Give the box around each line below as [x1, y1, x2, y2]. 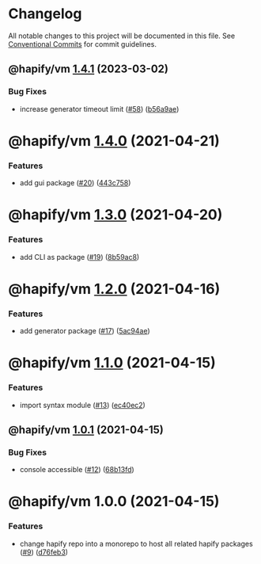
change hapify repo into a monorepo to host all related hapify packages [19, 539, 253, 548]
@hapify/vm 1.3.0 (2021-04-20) [8, 206, 223, 224]
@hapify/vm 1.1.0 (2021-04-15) [8, 354, 216, 372]
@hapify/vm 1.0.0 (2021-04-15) [8, 493, 220, 511]
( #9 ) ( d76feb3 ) [19, 547, 69, 557]
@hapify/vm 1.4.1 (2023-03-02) [8, 63, 168, 76]
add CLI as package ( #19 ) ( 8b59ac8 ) [19, 252, 140, 261]
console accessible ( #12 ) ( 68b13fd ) [19, 465, 134, 474]
